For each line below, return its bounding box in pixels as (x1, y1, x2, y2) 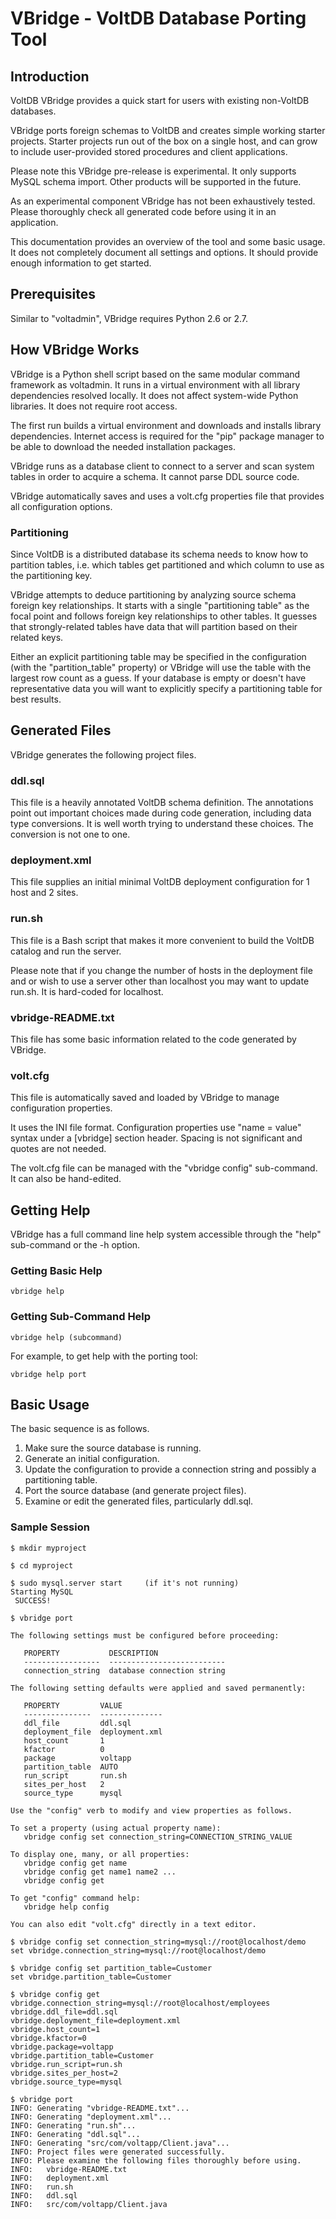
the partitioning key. (10, 569, 93, 581)
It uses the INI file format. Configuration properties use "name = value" (10, 1122, 302, 1134)
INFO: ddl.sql (10, 2190, 78, 2201)
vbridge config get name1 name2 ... (23, 1867, 177, 1877)
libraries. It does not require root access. (10, 400, 178, 412)
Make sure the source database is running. (24, 1442, 202, 1454)
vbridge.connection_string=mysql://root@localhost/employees (10, 1998, 271, 2008)
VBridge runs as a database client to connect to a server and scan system (10, 460, 315, 472)
